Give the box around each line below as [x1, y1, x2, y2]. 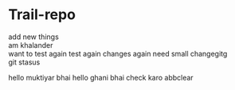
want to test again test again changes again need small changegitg [8, 49, 228, 58]
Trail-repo [8, 6, 76, 24]
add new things [8, 32, 60, 41]
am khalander [8, 40, 53, 49]
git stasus [8, 57, 41, 67]
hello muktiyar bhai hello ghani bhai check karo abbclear [8, 72, 194, 82]
